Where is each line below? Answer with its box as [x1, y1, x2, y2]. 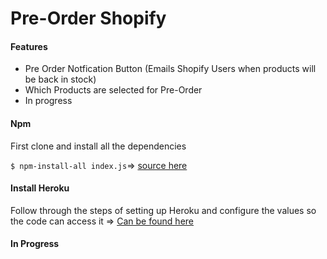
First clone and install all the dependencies [10, 140, 187, 152]
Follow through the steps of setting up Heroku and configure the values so [10, 204, 317, 216]
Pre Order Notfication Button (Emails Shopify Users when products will [24, 63, 317, 75]
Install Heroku [10, 182, 70, 194]
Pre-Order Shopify [10, 7, 167, 30]
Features [10, 40, 48, 52]
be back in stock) [24, 73, 97, 86]
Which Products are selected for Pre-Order [24, 84, 203, 96]
